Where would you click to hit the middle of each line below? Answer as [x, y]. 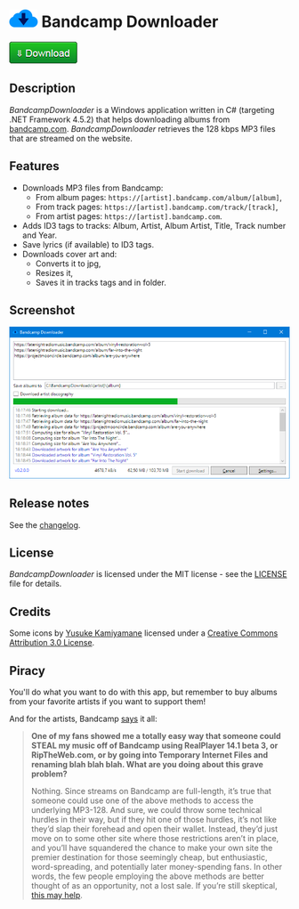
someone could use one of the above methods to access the [142, 800]
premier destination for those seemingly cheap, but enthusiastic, [149, 857]
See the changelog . [45, 524]
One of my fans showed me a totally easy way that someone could [156, 736]
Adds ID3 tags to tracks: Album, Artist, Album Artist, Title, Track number [154, 225]
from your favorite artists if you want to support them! [108, 702]
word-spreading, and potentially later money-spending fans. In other [157, 867]
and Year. [40, 235]
